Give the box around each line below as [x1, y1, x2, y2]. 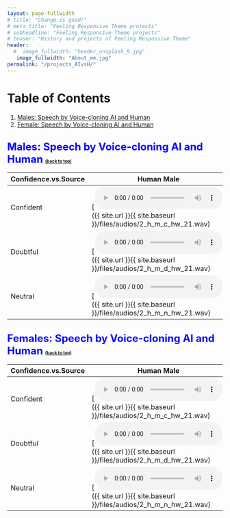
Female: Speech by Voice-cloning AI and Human [16, 120, 154, 129]
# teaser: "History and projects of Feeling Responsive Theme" [7, 36, 192, 42]
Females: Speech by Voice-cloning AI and [7, 331, 215, 345]
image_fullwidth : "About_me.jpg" [16, 55, 112, 62]
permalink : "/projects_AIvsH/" [7, 61, 97, 68]
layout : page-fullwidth [7, 10, 75, 17]
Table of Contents [7, 90, 111, 106]
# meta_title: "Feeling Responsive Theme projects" [7, 23, 157, 29]
